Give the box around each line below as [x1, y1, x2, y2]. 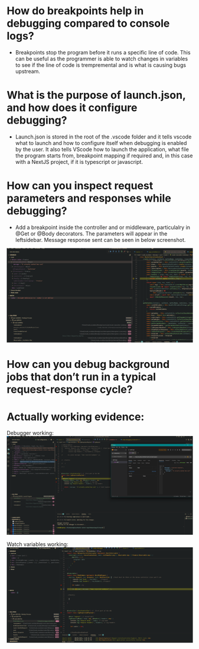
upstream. [15, 67, 41, 75]
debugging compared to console [6, 17, 170, 30]
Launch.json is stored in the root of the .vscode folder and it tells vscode [15, 133, 192, 140]
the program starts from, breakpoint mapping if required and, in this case [15, 152, 193, 159]
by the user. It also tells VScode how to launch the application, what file [15, 146, 190, 153]
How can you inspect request [6, 179, 154, 193]
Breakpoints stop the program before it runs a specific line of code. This [15, 49, 191, 56]
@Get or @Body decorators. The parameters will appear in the [15, 230, 168, 237]
